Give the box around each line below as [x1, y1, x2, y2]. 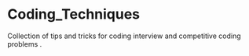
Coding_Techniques [7, 5, 141, 23]
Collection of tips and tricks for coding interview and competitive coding [7, 31, 241, 40]
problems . [7, 39, 42, 48]
